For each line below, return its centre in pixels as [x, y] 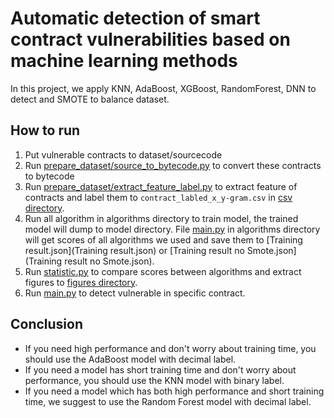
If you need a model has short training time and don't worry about [160, 369]
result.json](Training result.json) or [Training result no [134, 250]
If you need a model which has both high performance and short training [174, 391]
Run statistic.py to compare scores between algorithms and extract [163, 271]
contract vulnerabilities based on [150, 39]
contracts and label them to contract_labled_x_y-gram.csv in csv [158, 197]
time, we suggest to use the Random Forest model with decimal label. [168, 401]
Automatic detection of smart [135, 18]
